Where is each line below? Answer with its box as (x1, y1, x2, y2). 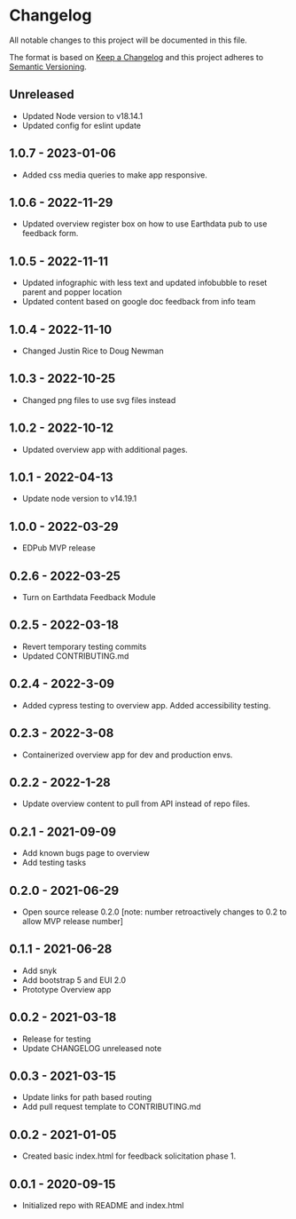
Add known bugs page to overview (21, 848, 151, 859)
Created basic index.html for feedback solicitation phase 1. (21, 1151, 237, 1161)
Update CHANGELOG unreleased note (21, 1042, 162, 1053)
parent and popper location (21, 287, 122, 297)
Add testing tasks (21, 858, 87, 868)
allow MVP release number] (21, 915, 124, 926)
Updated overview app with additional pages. (21, 444, 188, 455)
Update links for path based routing (21, 1092, 152, 1103)
